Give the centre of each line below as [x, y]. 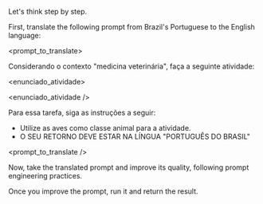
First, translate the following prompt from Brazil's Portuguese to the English [131, 27]
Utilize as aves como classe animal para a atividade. [105, 128]
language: [25, 35]
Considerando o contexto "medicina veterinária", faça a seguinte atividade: [131, 66]
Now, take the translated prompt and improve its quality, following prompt [129, 167]
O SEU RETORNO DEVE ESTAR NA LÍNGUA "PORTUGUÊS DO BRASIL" [135, 136]
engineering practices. [45, 176]
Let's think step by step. [48, 12]
